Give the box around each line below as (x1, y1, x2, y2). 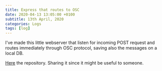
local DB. (5, 50, 24, 56)
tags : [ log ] (5, 26, 30, 31)
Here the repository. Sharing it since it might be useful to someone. (5, 60, 144, 66)
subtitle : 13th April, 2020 (5, 16, 64, 21)
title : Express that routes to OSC (5, 7, 80, 12)
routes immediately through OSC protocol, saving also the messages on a (5, 45, 157, 51)
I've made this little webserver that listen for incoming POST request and (5, 39, 155, 45)
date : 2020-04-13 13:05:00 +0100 (5, 12, 75, 17)
